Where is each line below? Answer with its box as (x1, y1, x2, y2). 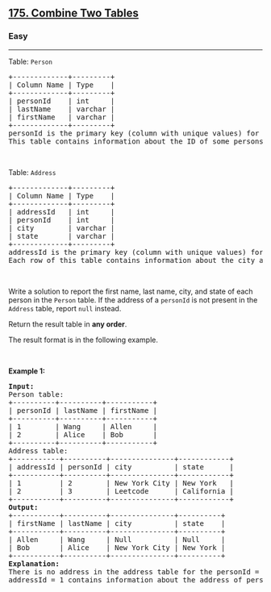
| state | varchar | (8, 231, 115, 240)
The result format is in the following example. (8, 335, 159, 344)
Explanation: (8, 559, 60, 568)
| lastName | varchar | (8, 104, 115, 114)
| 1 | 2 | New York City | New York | (8, 478, 234, 487)
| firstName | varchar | (8, 112, 115, 122)
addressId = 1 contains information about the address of (8, 575, 243, 584)
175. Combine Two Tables (8, 6, 140, 20)
